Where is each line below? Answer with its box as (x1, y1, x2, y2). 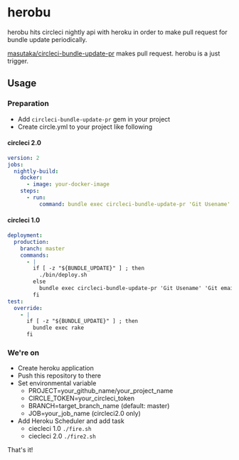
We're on (7, 348, 40, 358)
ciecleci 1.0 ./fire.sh (28, 424, 92, 433)
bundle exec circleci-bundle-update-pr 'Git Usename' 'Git (38, 285, 218, 292)
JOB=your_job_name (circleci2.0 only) (28, 410, 141, 418)
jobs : (7, 161, 23, 168)
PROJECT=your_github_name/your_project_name (28, 387, 174, 395)
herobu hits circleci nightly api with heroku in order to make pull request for (7, 28, 228, 36)
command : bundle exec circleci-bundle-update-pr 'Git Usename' (38, 200, 231, 208)
